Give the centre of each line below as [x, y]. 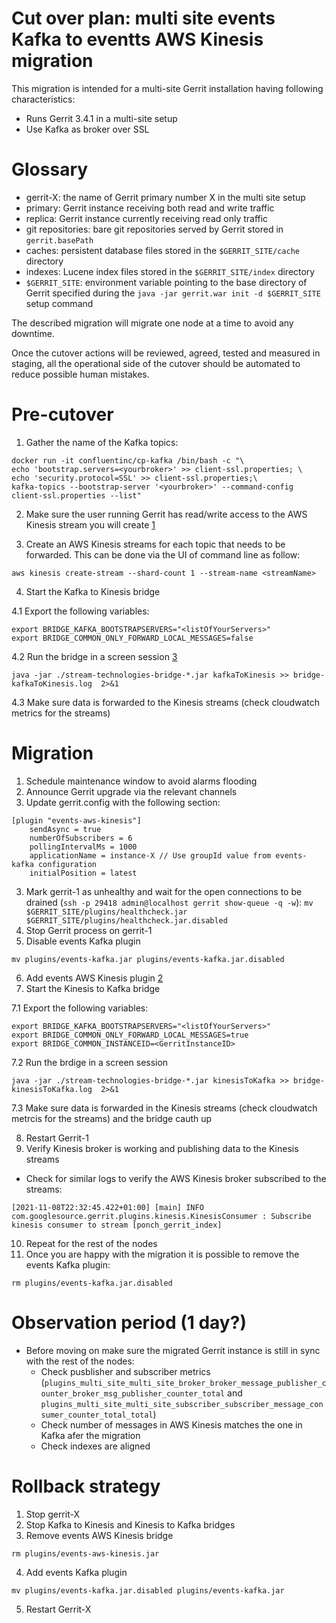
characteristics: [43, 99]
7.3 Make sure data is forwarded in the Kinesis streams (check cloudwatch [164, 1108]
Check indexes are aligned [95, 1446]
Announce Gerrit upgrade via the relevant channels [131, 791]
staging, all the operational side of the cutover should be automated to [156, 363]
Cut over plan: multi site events [143, 18]
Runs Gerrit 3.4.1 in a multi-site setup [101, 118]
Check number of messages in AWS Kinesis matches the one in [171, 1424]
